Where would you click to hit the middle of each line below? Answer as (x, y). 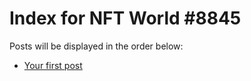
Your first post (53, 65)
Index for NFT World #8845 (125, 18)
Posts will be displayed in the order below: (96, 46)
